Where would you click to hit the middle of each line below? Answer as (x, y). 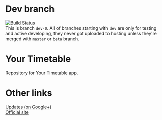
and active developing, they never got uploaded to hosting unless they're (81, 33)
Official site (17, 112)
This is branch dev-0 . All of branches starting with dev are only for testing (81, 28)
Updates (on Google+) (29, 107)
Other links (29, 93)
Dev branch (30, 9)
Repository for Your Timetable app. (42, 73)
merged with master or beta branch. (42, 39)
